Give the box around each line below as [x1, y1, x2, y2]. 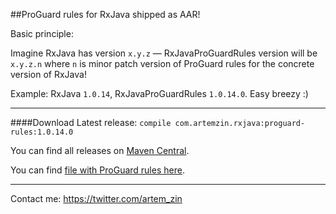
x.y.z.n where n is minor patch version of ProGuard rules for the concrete [10, 58, 315, 69]
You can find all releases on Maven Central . [10, 145, 190, 156]
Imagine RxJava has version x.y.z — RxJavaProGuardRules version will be [10, 47, 318, 59]
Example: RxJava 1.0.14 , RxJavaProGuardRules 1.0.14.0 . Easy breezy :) [10, 88, 309, 99]
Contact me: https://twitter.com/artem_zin [10, 193, 183, 204]
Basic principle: [10, 28, 74, 39]
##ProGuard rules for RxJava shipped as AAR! [10, 9, 201, 20]
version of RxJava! [10, 69, 87, 80]
